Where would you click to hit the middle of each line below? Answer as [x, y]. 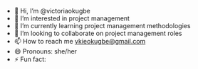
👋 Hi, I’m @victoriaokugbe [52, 11]
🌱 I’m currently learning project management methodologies [102, 26]
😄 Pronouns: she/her [45, 51]
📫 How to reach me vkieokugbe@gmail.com [80, 41]
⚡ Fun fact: [30, 59]
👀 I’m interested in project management [72, 18]
